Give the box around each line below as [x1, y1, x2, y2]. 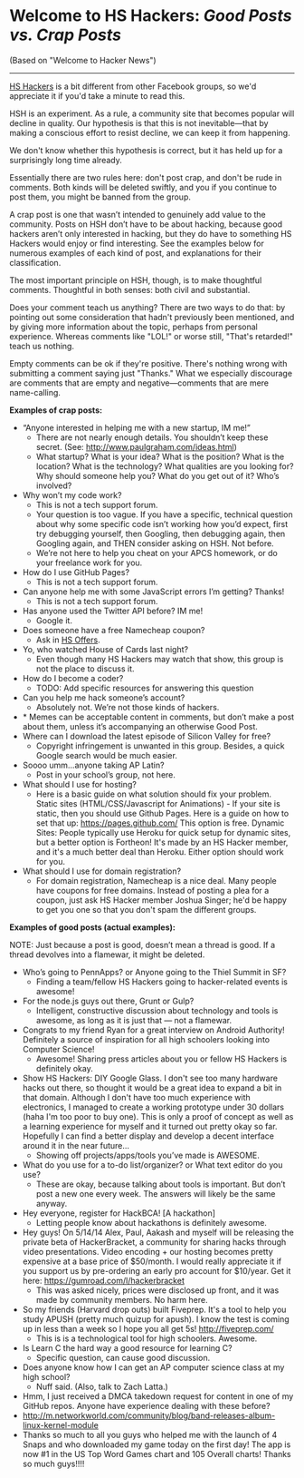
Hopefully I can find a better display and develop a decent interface [22, 1131, 274, 1141]
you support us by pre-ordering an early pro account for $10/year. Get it [22, 1265, 291, 1276]
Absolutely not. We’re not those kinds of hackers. [35, 701, 220, 712]
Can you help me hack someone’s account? [22, 691, 185, 703]
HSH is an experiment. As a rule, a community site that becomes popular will [9, 108, 295, 119]
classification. [9, 257, 62, 268]
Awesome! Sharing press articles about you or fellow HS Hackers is [35, 1053, 288, 1064]
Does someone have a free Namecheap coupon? [22, 624, 205, 635]
